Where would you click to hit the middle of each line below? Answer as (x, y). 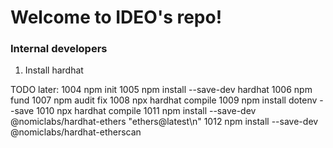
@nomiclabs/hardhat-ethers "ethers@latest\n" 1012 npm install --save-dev (164, 122)
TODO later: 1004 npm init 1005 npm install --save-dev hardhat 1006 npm (161, 90)
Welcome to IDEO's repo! (116, 17)
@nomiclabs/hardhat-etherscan (76, 132)
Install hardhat (54, 70)
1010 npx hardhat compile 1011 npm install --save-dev (146, 111)
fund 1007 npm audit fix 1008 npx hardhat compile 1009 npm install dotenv (164, 100)
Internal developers (59, 49)
